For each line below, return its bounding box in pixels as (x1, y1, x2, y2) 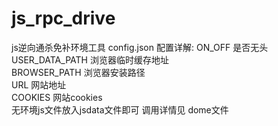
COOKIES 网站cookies (11, 91, 103, 103)
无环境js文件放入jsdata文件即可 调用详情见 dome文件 (11, 103, 229, 116)
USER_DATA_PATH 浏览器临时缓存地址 (11, 53, 169, 66)
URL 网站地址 (11, 78, 67, 91)
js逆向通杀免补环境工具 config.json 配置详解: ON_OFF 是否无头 (11, 41, 269, 53)
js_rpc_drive (11, 7, 116, 30)
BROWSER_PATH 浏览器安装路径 (11, 66, 146, 78)
